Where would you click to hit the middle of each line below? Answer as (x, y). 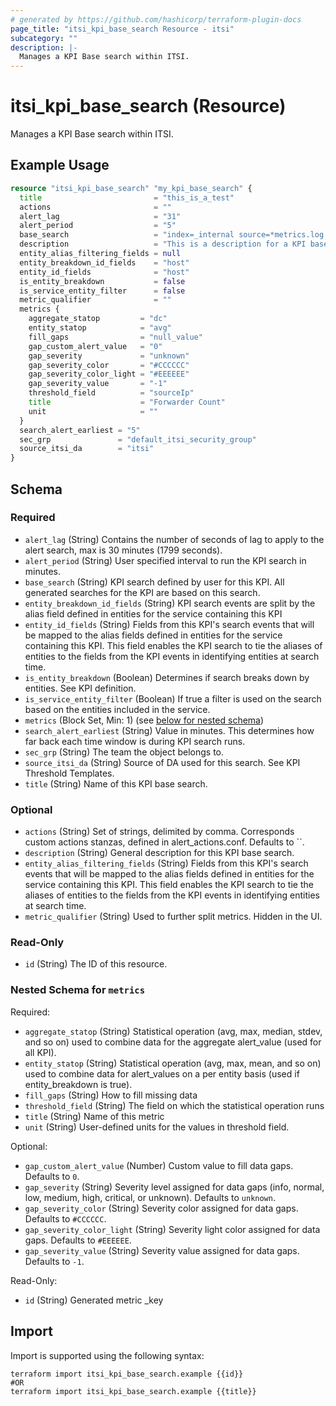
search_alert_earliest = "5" (80, 430)
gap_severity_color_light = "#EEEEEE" (109, 374)
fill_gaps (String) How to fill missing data (111, 1095)
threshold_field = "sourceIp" (111, 393)
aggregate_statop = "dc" (98, 319)
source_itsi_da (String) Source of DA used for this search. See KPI (162, 762)
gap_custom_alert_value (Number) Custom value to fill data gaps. (159, 1165)
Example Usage (60, 165)
